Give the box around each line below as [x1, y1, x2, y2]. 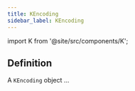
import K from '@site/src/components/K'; [7, 36, 129, 45]
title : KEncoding [7, 10, 59, 18]
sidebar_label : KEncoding [7, 17, 84, 24]
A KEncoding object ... [7, 76, 70, 85]
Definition [7, 57, 52, 69]
